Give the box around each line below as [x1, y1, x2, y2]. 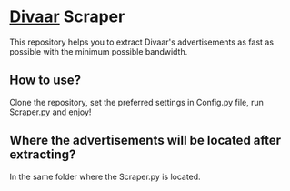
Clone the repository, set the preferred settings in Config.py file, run [9, 96, 264, 107]
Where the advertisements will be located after [9, 133, 282, 148]
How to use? [9, 73, 82, 88]
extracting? [9, 147, 76, 163]
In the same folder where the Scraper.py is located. [9, 171, 202, 182]
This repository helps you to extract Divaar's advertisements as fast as [9, 36, 275, 47]
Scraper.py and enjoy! [9, 106, 92, 117]
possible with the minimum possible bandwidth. [9, 45, 188, 56]
